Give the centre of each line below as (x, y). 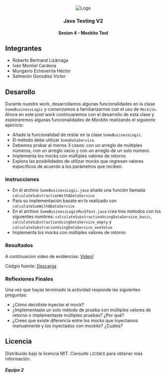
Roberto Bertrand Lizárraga (40, 60)
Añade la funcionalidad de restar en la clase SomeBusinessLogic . (77, 135)
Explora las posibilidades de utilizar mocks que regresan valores (78, 161)
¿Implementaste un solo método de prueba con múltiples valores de (82, 310)
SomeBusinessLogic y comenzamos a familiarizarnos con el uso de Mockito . (81, 109)
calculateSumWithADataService (44, 207)
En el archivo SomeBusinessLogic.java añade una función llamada (79, 190)
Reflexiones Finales (29, 279)
